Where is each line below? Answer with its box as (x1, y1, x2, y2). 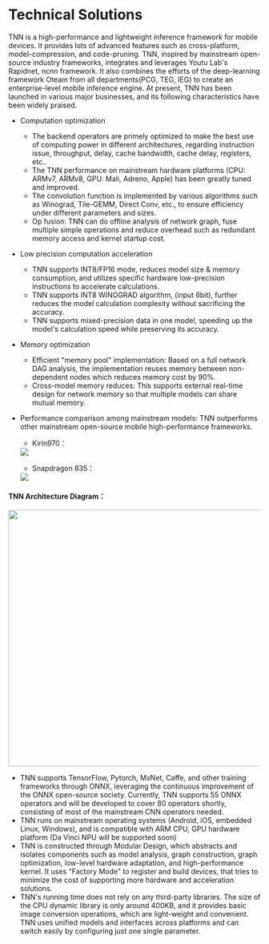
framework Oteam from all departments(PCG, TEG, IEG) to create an (8, 75, 234, 84)
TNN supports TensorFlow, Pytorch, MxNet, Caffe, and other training (19, 773, 247, 783)
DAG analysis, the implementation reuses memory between (31, 363, 227, 373)
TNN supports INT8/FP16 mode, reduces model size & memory (31, 264, 240, 274)
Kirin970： (31, 438, 67, 448)
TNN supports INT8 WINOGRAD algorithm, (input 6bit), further (31, 290, 238, 300)
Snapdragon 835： (31, 463, 94, 473)
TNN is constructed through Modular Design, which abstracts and (19, 841, 238, 851)
